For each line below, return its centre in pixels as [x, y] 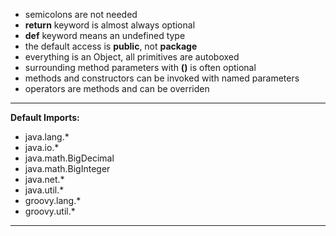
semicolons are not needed [81, 14]
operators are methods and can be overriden [117, 88]
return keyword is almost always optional [110, 25]
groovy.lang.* [53, 200]
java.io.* [42, 147]
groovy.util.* [50, 211]
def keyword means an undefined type [105, 35]
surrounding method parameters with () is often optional [140, 67]
